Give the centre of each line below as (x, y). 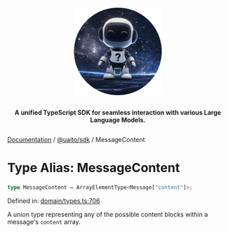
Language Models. (118, 120)
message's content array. (44, 222)
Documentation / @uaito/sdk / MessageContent (76, 140)
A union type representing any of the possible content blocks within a (108, 214)
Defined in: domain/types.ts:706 (54, 201)
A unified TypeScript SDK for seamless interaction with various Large (118, 112)
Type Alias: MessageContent (94, 168)
